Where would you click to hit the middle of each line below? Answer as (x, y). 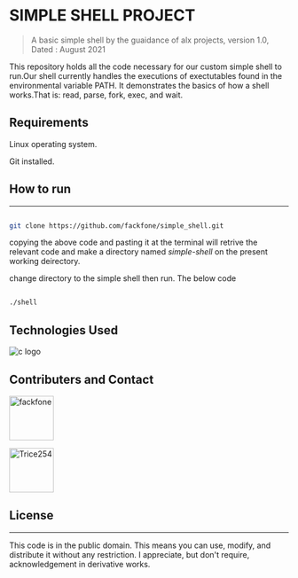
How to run (40, 189)
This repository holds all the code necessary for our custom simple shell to (145, 66)
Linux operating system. (53, 144)
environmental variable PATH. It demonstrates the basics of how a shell (139, 85)
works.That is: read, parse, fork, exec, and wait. (96, 95)
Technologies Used (63, 330)
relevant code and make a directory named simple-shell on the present (139, 252)
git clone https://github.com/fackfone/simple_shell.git (117, 226)
